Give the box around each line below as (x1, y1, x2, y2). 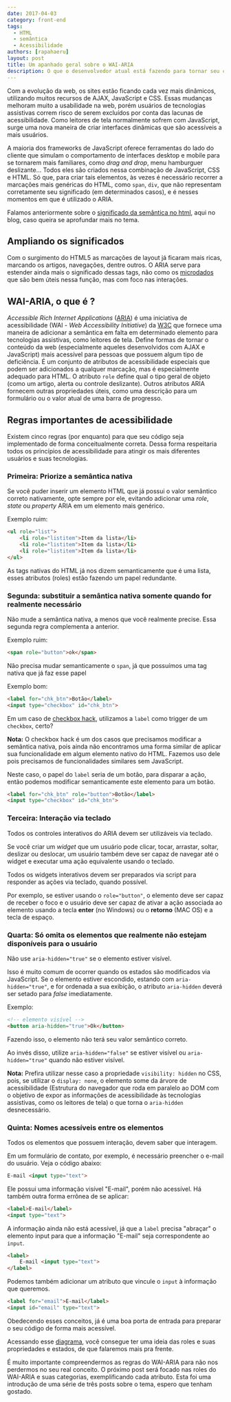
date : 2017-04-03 (7, 10, 57, 17)
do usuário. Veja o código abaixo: (7, 1158, 102, 1167)
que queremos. (7, 1284, 50, 1293)
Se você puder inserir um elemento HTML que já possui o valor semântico (7, 487, 217, 495)
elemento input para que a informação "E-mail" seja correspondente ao (7, 1231, 210, 1240)
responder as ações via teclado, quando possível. (7, 878, 148, 886)
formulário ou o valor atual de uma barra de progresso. (7, 394, 163, 402)
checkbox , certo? (7, 722, 54, 730)
